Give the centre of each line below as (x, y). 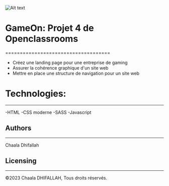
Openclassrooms (42, 39)
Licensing (21, 161)
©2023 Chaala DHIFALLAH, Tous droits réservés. (56, 178)
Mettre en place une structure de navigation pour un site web (76, 73)
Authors (18, 128)
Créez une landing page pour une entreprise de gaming (70, 63)
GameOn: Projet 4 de (50, 28)
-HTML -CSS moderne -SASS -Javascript (48, 112)
